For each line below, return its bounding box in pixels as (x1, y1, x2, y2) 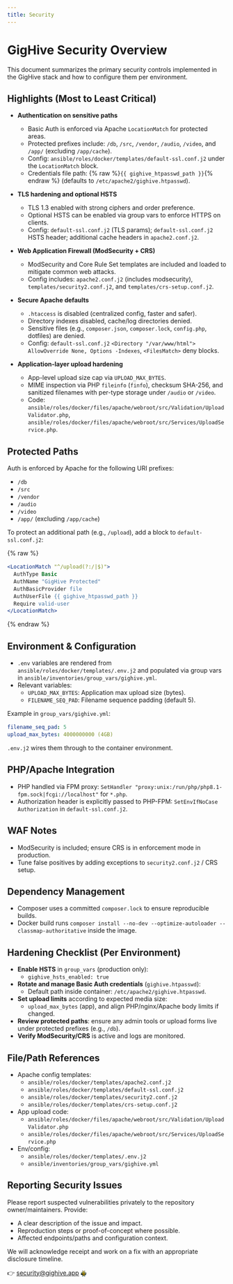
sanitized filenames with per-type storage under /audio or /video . (27, 388, 216, 397)
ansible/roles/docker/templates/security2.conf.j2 (27, 1094, 178, 1101)
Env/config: (17, 1144, 51, 1153)
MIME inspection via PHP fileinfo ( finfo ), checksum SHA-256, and (27, 381, 224, 390)
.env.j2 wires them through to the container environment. (7, 743, 173, 752)
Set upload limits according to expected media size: (17, 995, 168, 1003)
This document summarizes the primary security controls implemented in (7, 65, 218, 73)
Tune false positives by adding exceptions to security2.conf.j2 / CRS (17, 858, 218, 866)
